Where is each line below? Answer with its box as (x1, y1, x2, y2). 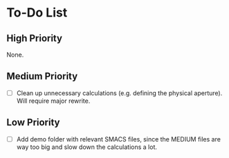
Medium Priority (6, 70, 78, 82)
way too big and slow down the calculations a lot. (16, 143, 157, 151)
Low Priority (6, 117, 60, 128)
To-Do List (6, 5, 68, 21)
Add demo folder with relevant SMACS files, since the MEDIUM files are (16, 135, 221, 143)
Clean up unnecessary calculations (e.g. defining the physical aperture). (16, 88, 223, 97)
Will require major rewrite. (16, 97, 91, 105)
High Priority (6, 32, 63, 44)
